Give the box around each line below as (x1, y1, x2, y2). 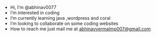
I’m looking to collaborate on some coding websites (10, 20, 119, 26)
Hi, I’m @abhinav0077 (10, 5, 57, 10)
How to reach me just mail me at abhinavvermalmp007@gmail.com (10, 26, 151, 32)
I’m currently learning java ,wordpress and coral (10, 15, 111, 21)
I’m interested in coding (10, 10, 60, 16)
